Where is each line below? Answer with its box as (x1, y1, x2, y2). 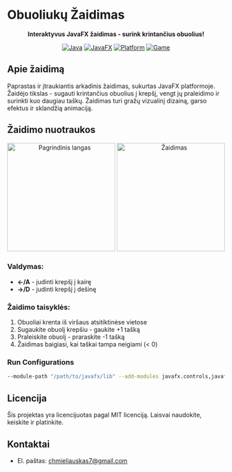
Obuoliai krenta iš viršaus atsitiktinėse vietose (17, 318, 147, 326)
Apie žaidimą (7, 63, 65, 76)
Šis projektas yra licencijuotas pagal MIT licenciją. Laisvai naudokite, (7, 411, 202, 419)
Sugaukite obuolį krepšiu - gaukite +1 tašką (17, 326, 140, 334)
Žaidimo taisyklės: (7, 302, 70, 312)
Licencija (7, 392, 47, 404)
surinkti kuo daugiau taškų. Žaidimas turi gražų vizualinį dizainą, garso (7, 96, 207, 105)
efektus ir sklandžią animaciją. (7, 104, 93, 112)
